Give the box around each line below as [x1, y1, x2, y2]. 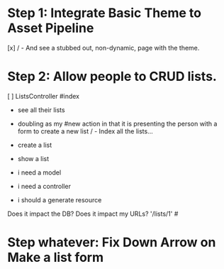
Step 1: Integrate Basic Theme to [7, 5, 202, 21]
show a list [17, 154, 50, 163]
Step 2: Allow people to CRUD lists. [7, 69, 218, 84]
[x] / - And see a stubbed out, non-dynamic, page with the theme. [7, 43, 200, 52]
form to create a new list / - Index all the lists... [17, 126, 154, 136]
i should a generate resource [17, 195, 102, 204]
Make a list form [7, 250, 104, 265]
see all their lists [17, 105, 65, 114]
